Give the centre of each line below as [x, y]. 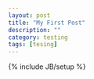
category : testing [38, 37]
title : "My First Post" [47, 23]
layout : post [29, 15]
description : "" [34, 30]
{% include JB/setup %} [47, 66]
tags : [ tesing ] [33, 45]
